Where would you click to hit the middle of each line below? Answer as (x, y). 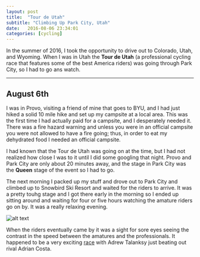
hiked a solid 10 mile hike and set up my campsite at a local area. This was (97, 114)
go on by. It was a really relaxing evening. (57, 207)
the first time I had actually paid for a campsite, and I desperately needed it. (99, 120)
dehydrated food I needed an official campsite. (63, 139)
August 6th (27, 93)
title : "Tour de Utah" (36, 17)
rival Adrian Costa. (29, 248)
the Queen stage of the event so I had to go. (60, 170)
